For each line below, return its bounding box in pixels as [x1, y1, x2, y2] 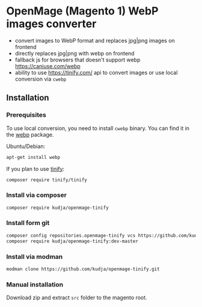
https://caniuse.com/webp [14, 62, 81, 70]
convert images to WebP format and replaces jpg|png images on [14, 37, 176, 44]
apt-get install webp [6, 154, 61, 160]
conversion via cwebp [14, 75, 67, 82]
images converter [6, 17, 97, 31]
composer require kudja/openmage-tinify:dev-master [6, 238, 138, 244]
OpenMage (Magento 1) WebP [6, 4, 159, 18]
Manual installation [6, 280, 64, 288]
